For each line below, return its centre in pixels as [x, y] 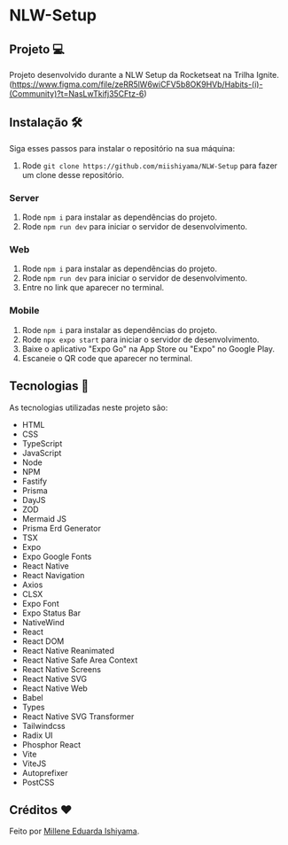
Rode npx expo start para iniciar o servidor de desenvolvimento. [140, 339]
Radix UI [37, 735]
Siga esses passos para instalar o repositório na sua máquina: [122, 148]
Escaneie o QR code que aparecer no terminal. [107, 358]
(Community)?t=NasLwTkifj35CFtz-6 [77, 93]
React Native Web [55, 688]
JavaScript [42, 453]
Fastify [34, 481]
